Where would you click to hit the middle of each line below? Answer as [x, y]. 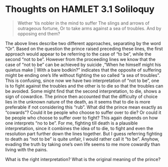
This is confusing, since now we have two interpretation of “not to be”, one [82, 80]
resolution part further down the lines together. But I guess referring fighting [84, 133]
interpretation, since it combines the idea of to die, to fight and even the [79, 128]
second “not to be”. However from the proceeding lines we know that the [80, 59]
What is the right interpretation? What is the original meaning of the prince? [83, 159]
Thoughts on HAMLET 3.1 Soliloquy [80, 9]
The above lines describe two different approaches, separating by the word [83, 43]
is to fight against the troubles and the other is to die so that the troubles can [84, 85]
